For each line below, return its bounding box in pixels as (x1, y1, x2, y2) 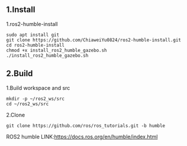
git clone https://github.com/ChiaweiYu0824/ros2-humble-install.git (6, 37, 182, 43)
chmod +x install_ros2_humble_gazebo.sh (6, 47, 108, 53)
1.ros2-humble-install (6, 20, 58, 27)
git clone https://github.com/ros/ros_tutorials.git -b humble (6, 122, 166, 129)
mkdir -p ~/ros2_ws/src (6, 96, 65, 102)
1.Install (6, 5, 36, 15)
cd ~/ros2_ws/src (6, 100, 49, 107)
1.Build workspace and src (6, 84, 70, 91)
